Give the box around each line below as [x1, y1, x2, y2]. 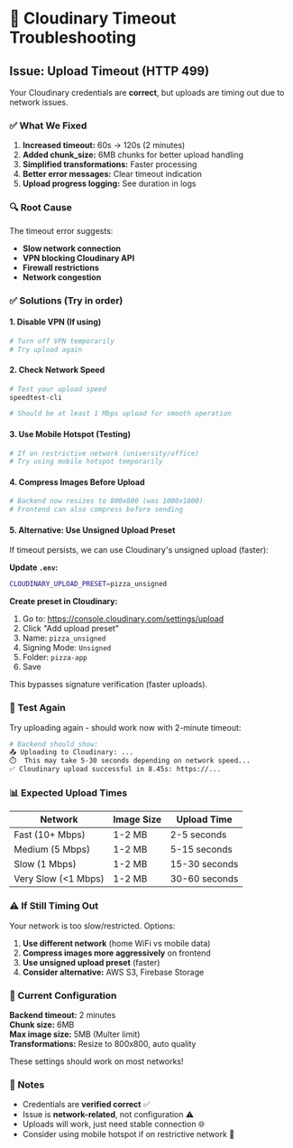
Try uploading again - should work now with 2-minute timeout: [9, 722, 242, 733]
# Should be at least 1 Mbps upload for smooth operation [9, 409, 232, 418]
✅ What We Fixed [9, 119, 87, 132]
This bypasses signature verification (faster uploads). [9, 679, 208, 690]
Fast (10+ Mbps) [14, 828, 86, 841]
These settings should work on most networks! [9, 1056, 184, 1067]
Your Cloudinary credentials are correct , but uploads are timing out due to [9, 88, 285, 98]
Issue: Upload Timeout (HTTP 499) [9, 63, 210, 79]
